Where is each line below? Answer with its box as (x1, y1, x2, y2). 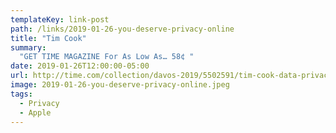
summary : (10, 42, 47, 53)
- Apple (19, 107, 52, 118)
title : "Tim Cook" (10, 33, 87, 43)
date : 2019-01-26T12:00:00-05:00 (10, 61, 150, 71)
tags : (10, 89, 33, 99)
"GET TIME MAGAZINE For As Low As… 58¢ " (19, 52, 195, 62)
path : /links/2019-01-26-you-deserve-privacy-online (10, 24, 235, 34)
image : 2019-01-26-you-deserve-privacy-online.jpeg (10, 80, 230, 90)
